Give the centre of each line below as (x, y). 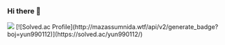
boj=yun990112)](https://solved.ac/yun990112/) (75, 35)
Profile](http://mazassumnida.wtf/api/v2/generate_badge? (135, 27)
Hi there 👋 (24, 11)
